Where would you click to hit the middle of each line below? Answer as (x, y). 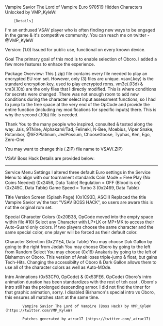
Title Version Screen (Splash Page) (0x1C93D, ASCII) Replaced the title (76, 197)
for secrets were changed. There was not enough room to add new (72, 94)
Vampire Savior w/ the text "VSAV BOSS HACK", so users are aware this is (79, 202)
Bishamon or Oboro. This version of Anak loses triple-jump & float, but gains (81, 257)
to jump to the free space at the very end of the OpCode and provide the (78, 104)
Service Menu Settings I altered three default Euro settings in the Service (78, 172)
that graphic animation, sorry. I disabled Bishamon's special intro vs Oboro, (80, 292)
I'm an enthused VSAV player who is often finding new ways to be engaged (80, 30)
